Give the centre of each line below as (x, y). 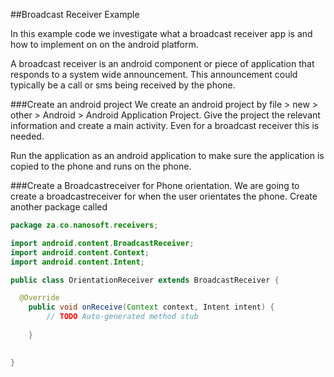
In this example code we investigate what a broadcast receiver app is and (161, 33)
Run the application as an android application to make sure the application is (167, 155)
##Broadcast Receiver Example (75, 14)
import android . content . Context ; (80, 252)
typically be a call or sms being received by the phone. (123, 85)
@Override (39, 298)
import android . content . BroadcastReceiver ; (102, 243)
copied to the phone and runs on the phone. (101, 166)
